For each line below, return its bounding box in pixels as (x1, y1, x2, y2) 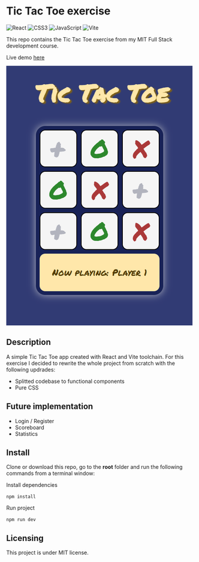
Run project (6, 504, 35, 512)
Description (6, 337, 51, 347)
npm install (6, 494, 36, 500)
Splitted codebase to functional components (14, 377, 125, 385)
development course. (6, 42, 59, 49)
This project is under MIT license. (6, 549, 89, 557)
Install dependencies (6, 481, 58, 489)
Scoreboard (14, 424, 44, 431)
